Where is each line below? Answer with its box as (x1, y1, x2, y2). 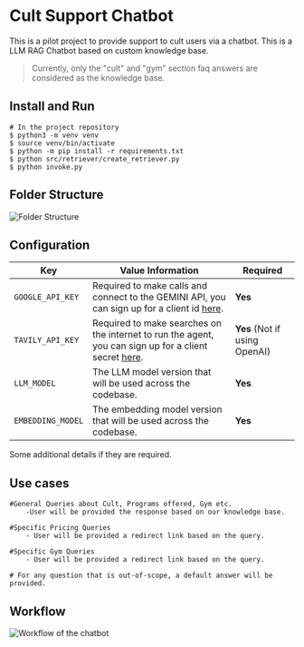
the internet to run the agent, (91, 328, 214, 341)
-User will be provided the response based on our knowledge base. (25, 507, 285, 517)
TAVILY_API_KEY (14, 335, 80, 346)
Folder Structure (9, 187, 104, 202)
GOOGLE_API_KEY (14, 292, 80, 302)
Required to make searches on (91, 317, 222, 329)
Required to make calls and (91, 279, 208, 292)
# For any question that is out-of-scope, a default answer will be (9, 571, 273, 581)
